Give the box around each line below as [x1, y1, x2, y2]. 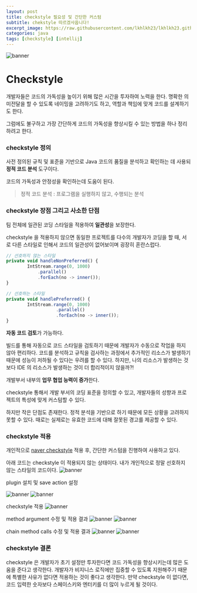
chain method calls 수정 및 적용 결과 [6, 528, 91, 535]
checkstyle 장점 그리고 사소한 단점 [6, 206, 100, 215]
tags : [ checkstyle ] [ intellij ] [6, 36, 83, 42]
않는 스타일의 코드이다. [6, 467, 58, 474]
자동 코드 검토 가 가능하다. [6, 329, 64, 337]
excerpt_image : [6, 25, 43, 31]
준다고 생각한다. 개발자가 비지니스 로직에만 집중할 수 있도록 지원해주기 [16, 566, 177, 573]
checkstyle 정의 [6, 144, 52, 152]
